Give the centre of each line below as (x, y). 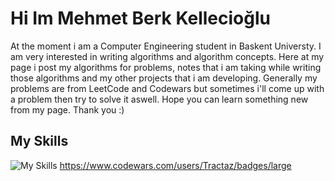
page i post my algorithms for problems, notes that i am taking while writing (166, 67)
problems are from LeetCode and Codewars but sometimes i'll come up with (167, 88)
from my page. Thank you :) (67, 109)
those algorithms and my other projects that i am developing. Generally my (164, 78)
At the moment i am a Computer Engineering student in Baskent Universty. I (166, 46)
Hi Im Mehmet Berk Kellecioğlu (140, 18)
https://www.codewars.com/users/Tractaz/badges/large (175, 165)
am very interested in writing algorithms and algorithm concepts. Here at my (167, 56)
